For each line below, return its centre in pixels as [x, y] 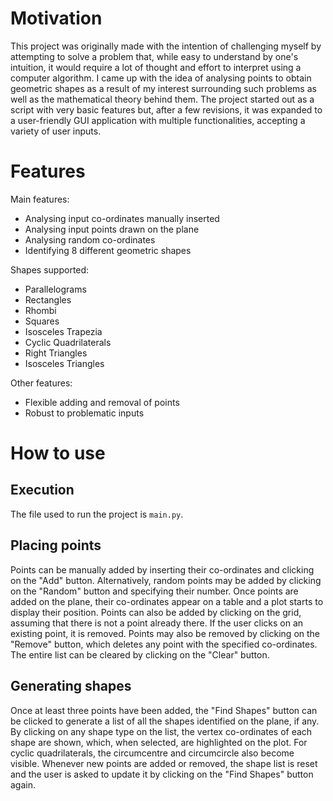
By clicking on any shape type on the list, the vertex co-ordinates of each [161, 731]
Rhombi [40, 310]
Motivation [56, 18]
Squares [42, 321]
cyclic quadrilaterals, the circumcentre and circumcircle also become [152, 753]
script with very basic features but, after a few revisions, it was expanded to [166, 109]
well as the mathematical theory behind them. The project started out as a [162, 99]
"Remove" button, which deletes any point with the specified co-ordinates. [164, 644]
